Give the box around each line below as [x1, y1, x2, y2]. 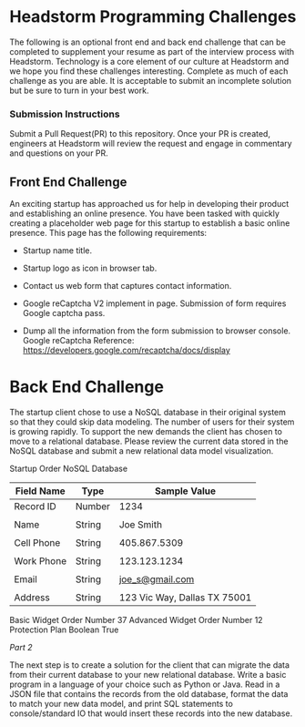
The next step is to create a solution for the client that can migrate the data [9, 659, 290, 671]
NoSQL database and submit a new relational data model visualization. [9, 445, 274, 456]
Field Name [15, 485, 66, 497]
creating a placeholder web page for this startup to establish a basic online [9, 218, 290, 229]
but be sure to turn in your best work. [9, 85, 149, 96]
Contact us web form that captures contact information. [22, 281, 232, 292]
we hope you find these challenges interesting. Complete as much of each [9, 66, 289, 77]
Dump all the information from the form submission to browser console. [22, 325, 291, 336]
